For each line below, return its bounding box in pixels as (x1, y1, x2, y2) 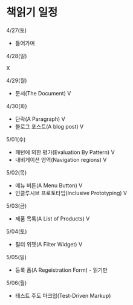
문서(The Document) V (15, 89, 71, 97)
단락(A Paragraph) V (15, 115, 65, 123)
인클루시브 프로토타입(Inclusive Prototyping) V (15, 189, 128, 196)
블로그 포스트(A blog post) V (15, 123, 84, 130)
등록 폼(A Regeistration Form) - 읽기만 (15, 266, 108, 274)
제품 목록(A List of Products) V (15, 215, 90, 222)
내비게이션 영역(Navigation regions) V (15, 156, 107, 163)
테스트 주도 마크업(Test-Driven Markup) (15, 292, 111, 299)
